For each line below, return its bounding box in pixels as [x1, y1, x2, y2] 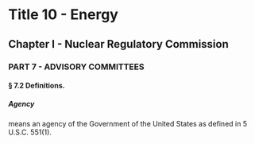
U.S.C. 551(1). [8, 127, 52, 137]
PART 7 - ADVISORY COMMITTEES [8, 61, 145, 72]
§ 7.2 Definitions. [8, 81, 65, 91]
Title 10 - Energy [8, 6, 119, 24]
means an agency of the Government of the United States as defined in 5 [8, 119, 248, 129]
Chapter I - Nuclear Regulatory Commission [8, 37, 229, 51]
